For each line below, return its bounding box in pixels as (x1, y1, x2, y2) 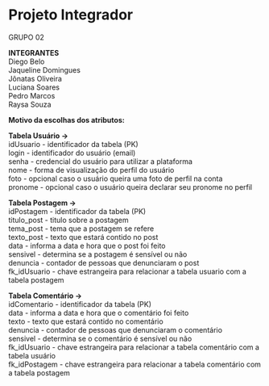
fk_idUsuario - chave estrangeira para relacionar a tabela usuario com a (8, 266, 247, 276)
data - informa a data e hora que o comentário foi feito (8, 308, 189, 317)
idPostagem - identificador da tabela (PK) (8, 206, 147, 216)
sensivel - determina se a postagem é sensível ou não (8, 249, 188, 259)
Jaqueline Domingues (8, 65, 81, 74)
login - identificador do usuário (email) (8, 148, 136, 157)
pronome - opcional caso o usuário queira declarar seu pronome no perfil (8, 182, 252, 191)
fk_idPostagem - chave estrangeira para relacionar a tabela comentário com (8, 359, 262, 369)
